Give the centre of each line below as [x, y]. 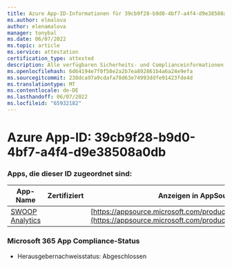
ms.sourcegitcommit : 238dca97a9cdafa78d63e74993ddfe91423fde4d [100, 78]
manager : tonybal [32, 33]
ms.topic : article [33, 46]
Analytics [26, 220]
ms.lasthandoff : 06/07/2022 [48, 97]
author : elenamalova [37, 26]
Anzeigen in [178, 196]
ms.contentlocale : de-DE [43, 90]
